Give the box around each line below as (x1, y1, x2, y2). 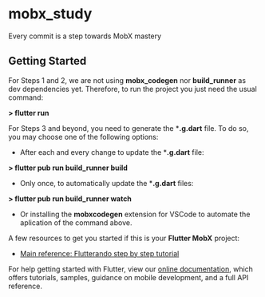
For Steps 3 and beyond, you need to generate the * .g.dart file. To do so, (8, 123, 249, 133)
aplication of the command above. (19, 217, 132, 228)
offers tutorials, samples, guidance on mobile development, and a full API (8, 272, 249, 282)
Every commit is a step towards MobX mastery (8, 31, 162, 41)
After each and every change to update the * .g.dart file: (19, 147, 204, 156)
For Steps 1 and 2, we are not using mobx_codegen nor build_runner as (8, 75, 246, 85)
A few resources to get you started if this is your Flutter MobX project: (8, 233, 240, 243)
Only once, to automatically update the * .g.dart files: (19, 178, 194, 188)
